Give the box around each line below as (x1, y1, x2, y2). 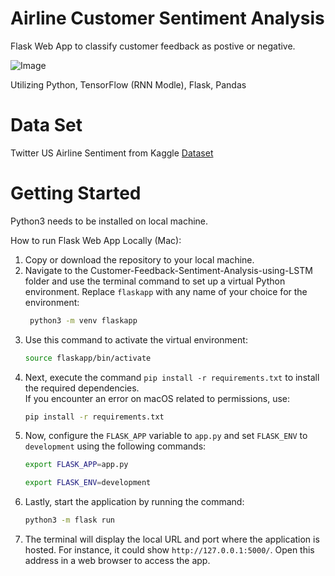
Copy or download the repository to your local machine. (24, 253, 255, 266)
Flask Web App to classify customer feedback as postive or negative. (10, 40, 296, 52)
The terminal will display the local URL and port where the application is (24, 533, 320, 546)
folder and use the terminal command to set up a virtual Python (24, 275, 286, 287)
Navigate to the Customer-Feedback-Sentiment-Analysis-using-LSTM (24, 264, 313, 276)
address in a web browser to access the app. (24, 555, 211, 567)
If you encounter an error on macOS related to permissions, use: (24, 392, 291, 404)
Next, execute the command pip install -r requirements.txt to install (24, 371, 320, 383)
